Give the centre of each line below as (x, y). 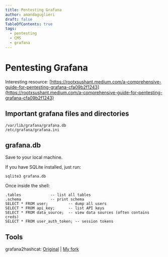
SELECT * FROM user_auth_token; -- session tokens (59, 222)
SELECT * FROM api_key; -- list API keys (55, 208)
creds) (12, 217)
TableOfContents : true (29, 24)
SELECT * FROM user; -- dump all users (56, 204)
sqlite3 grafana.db (26, 176)
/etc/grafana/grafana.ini (32, 130)
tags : (11, 29)
